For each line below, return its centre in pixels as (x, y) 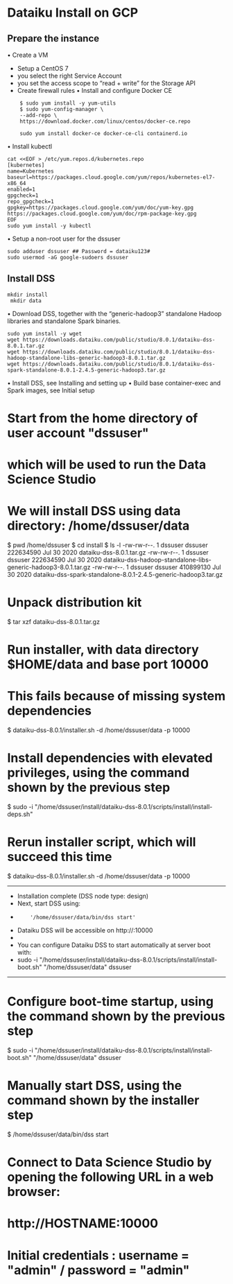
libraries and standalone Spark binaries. (64, 321)
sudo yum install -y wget (44, 333)
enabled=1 (21, 189)
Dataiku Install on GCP (73, 13)
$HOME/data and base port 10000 (108, 665)
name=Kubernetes (31, 171)
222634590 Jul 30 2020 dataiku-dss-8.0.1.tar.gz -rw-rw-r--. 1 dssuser (108, 553)
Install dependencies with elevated (110, 758)
